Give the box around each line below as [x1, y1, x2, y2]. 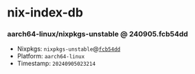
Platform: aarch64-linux [16, 52, 85, 60]
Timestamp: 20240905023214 [16, 60, 96, 68]
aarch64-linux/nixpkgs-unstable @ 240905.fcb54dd [7, 29, 189, 39]
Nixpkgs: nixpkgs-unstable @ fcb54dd [16, 45, 121, 53]
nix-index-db [7, 5, 84, 21]
